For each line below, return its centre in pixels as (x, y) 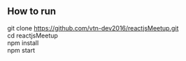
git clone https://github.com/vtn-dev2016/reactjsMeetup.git (93, 28)
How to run (32, 11)
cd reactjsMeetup (33, 35)
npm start (21, 50)
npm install (23, 43)
